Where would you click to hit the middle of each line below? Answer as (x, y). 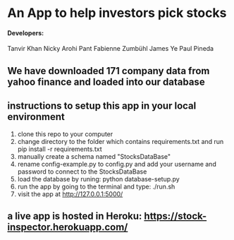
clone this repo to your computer (65, 134)
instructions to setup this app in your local (102, 106)
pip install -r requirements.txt (60, 149)
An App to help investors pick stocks (117, 13)
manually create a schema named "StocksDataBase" (94, 156)
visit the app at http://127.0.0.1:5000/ (70, 194)
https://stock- (175, 216)
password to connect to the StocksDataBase (82, 172)
